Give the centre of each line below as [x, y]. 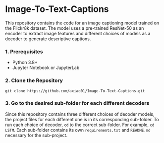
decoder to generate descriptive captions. [48, 39]
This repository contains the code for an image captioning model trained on [82, 23]
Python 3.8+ [25, 63]
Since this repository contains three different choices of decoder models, [80, 114]
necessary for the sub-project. [36, 135]
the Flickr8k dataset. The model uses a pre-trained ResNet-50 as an [75, 28]
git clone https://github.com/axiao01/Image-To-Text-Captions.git [75, 91]
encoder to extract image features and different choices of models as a [78, 33]
